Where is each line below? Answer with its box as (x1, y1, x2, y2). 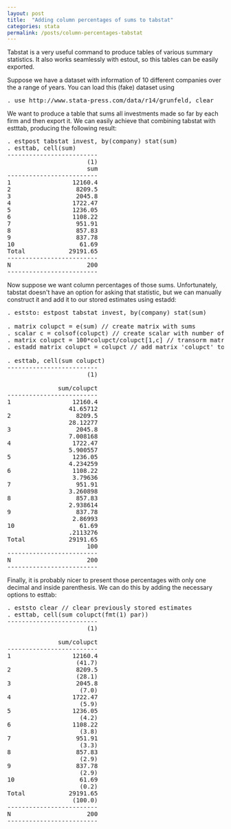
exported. (7, 63, 35, 71)
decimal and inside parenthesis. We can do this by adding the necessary (7, 584, 213, 592)
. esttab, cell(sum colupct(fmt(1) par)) (7, 611, 149, 619)
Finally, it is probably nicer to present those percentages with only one (7, 576, 206, 584)
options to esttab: (7, 590, 57, 599)
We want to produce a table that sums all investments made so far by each (7, 109, 219, 118)
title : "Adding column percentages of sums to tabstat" (7, 16, 174, 23)
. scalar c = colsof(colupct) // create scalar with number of (7, 329, 225, 338)
